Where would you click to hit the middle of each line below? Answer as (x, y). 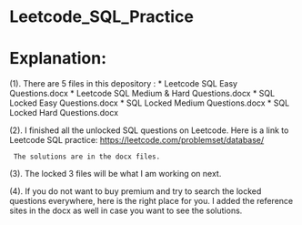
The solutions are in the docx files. (87, 157)
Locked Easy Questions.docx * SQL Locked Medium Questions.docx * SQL (150, 103)
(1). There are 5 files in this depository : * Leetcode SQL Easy (124, 84)
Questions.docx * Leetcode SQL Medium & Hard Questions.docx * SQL (142, 94)
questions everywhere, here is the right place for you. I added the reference (151, 201)
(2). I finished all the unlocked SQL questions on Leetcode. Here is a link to (149, 130)
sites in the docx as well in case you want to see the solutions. (126, 210)
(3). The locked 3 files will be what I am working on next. (116, 174)
